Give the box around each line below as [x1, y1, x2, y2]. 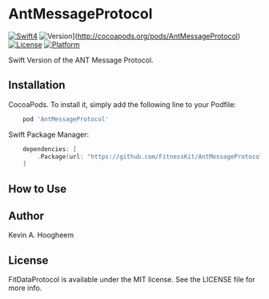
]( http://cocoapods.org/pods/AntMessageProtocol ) [71, 31, 241, 41]
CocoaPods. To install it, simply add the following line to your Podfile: [8, 99, 236, 109]
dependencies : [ [22, 145, 78, 153]
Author [8, 209, 44, 223]
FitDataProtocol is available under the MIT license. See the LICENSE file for [8, 275, 255, 285]
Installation [8, 78, 66, 92]
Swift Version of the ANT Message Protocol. [8, 55, 154, 65]
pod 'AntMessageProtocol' [22, 115, 110, 123]
